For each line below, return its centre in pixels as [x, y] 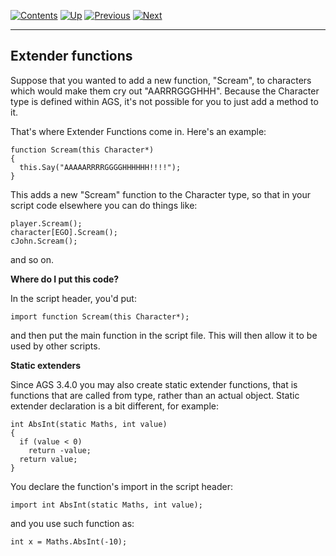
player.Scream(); [46, 223]
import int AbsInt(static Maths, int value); [106, 505]
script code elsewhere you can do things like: [104, 205]
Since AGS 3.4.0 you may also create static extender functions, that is [154, 384]
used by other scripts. [55, 346]
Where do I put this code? [65, 279]
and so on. [32, 259]
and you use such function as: [72, 523]
